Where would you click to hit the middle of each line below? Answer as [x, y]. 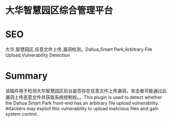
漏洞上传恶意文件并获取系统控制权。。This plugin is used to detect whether [84, 97]
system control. [22, 114]
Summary [26, 76]
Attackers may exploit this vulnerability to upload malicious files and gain [82, 109]
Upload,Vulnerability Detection [38, 55]
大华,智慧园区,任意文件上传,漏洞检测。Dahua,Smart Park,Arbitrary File [79, 49]
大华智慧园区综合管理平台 [59, 11]
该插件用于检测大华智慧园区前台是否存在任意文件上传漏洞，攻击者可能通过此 [86, 91]
